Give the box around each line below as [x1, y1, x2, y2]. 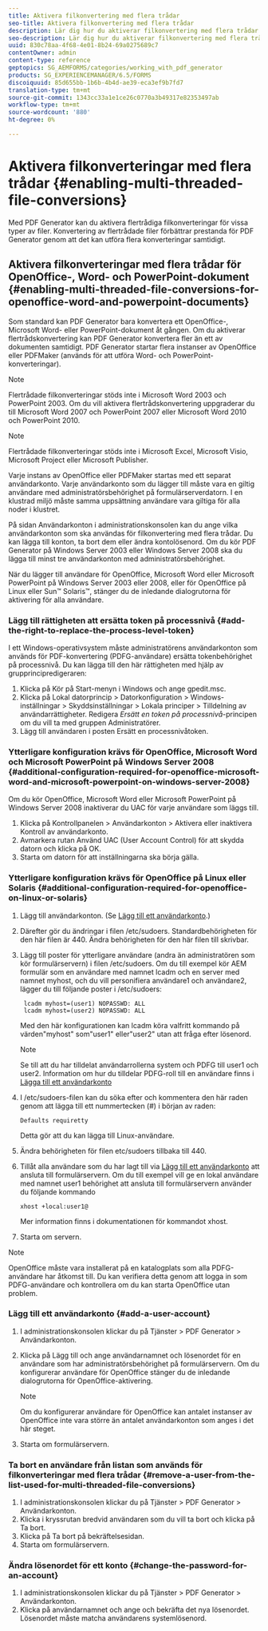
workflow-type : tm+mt [8, 101, 81, 109]
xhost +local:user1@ [19, 1202, 89, 1210]
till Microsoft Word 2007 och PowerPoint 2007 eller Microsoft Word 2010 [8, 407, 247, 417]
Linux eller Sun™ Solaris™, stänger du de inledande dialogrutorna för [8, 586, 231, 596]
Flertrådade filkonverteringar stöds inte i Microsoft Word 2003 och [8, 389, 227, 400]
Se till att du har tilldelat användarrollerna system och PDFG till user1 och [19, 1060, 259, 1070]
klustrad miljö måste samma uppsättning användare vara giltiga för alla [8, 496, 241, 505]
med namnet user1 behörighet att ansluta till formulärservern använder [19, 1178, 252, 1188]
